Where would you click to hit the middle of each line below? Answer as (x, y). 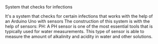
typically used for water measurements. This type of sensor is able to (75, 31)
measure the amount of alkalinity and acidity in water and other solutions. (79, 36)
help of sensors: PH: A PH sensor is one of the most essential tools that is (79, 26)
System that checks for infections (39, 7)
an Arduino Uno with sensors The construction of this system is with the (78, 21)
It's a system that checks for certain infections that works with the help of (79, 16)
